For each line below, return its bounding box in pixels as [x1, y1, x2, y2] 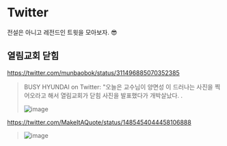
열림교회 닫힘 [7, 50, 59, 62]
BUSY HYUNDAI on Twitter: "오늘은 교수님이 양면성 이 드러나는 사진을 [23, 83, 213, 91]
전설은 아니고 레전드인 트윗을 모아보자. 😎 [7, 28, 118, 36]
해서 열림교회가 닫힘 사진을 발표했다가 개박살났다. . [47, 91, 183, 100]
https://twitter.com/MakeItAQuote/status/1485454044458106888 [7, 118, 191, 126]
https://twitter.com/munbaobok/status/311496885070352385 [7, 68, 180, 76]
